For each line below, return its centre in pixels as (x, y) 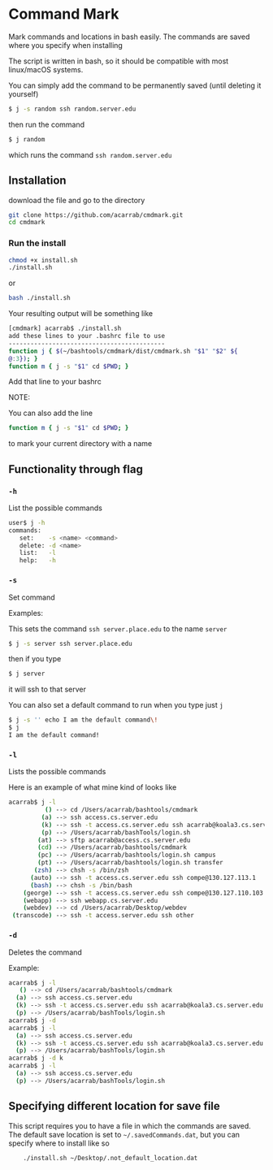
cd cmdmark (27, 223)
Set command (32, 597)
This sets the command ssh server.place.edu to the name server (118, 628)
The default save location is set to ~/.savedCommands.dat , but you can (124, 1134)
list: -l (38, 553)
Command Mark (64, 14)
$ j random (27, 139)
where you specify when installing (66, 45)
